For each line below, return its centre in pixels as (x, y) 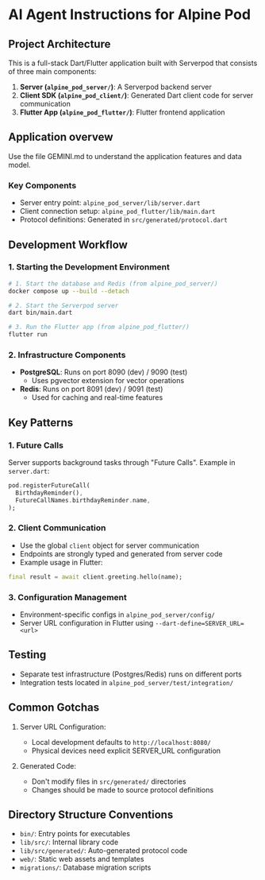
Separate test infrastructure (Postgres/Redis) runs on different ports (131, 674)
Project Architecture (60, 44)
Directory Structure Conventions (91, 815)
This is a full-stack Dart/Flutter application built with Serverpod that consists (133, 63)
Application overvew (61, 137)
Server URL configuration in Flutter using (86, 623)
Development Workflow (68, 244)
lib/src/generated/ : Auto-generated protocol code (104, 851)
